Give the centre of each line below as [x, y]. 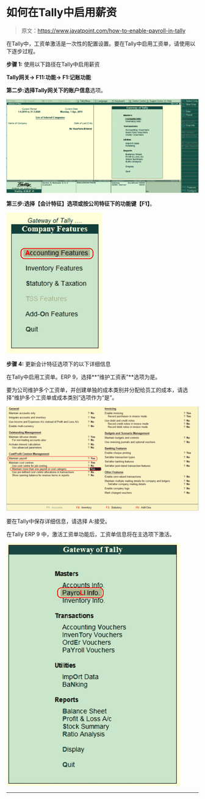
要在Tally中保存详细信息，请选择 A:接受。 [59, 521]
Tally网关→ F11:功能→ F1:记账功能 [49, 77]
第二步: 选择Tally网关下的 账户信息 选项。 [56, 90]
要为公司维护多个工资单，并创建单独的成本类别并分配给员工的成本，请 [95, 390]
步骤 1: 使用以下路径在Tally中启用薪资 [53, 64]
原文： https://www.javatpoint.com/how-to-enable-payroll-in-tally [103, 31]
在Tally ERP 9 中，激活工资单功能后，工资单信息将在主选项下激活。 [91, 534]
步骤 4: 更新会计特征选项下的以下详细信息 [59, 363]
